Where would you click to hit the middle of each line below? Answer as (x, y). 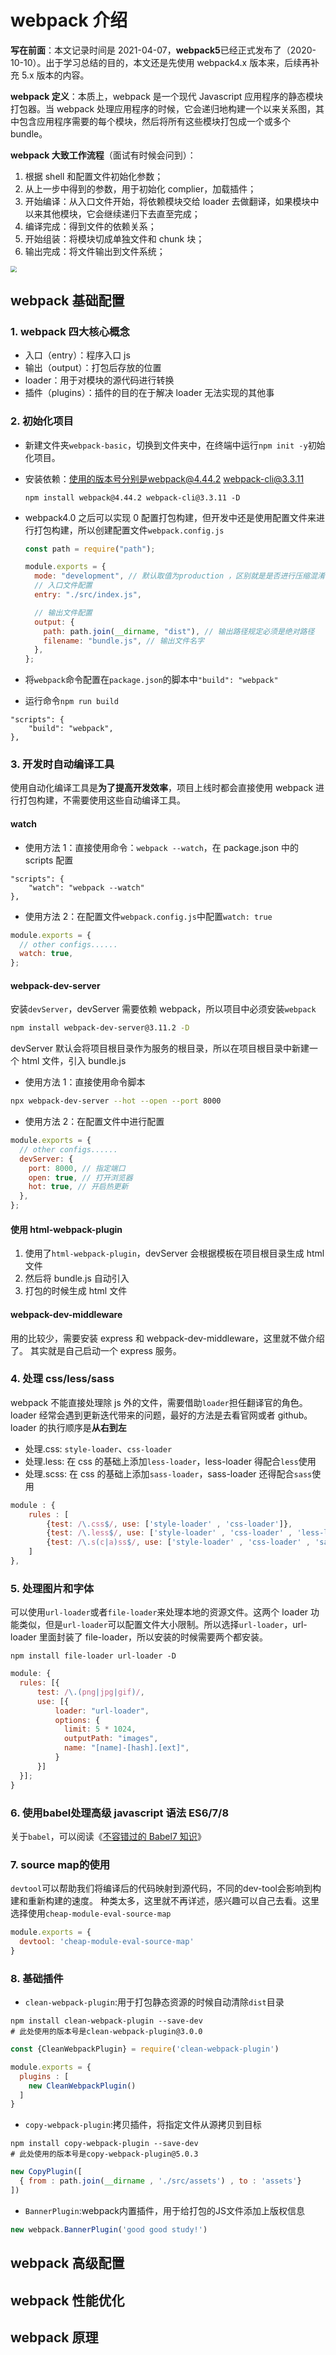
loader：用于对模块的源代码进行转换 (99, 380)
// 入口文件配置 (63, 586)
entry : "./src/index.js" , (88, 595)
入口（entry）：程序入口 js (77, 355)
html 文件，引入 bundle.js (74, 1061)
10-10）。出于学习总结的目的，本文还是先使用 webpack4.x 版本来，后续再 (161, 62)
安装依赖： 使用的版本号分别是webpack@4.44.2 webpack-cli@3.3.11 (164, 478)
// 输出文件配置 (63, 612)
